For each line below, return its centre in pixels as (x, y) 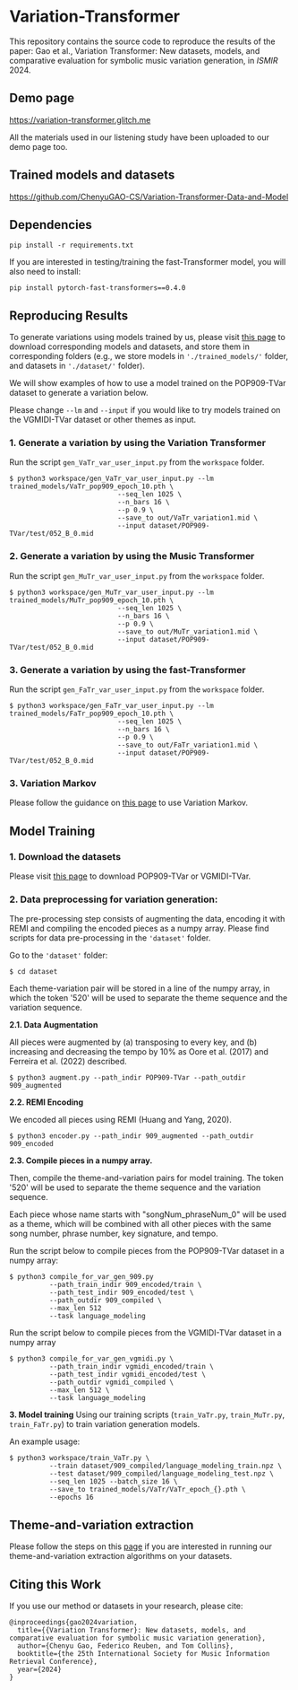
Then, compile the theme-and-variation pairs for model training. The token (147, 1178)
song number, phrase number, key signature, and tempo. (114, 1234)
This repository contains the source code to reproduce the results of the (142, 41)
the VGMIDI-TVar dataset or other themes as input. (103, 420)
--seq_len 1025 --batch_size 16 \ (113, 1482)
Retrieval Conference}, (54, 1661)
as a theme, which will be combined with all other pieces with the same (140, 1224)
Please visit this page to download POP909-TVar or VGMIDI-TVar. (130, 876)
